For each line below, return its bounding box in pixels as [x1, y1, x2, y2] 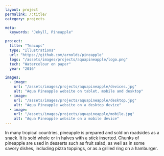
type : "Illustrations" [9, 48, 56, 53]
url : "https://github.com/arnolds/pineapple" [9, 52, 104, 57]
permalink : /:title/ [5, 12, 47, 17]
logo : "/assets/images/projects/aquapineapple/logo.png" [9, 57, 128, 62]
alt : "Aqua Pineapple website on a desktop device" [14, 102, 121, 107]
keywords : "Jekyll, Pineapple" [9, 30, 73, 35]
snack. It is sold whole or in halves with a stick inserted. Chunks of [5, 135, 140, 141]
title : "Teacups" [9, 43, 45, 48]
